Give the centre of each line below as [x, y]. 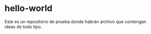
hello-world [29, 8]
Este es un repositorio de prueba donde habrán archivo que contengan [75, 22]
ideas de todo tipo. [23, 26]
